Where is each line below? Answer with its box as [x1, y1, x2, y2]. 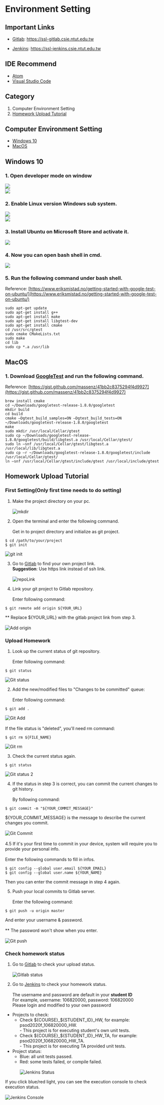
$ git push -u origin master [5, 908, 65, 913]
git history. [12, 786, 34, 792]
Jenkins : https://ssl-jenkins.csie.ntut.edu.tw [12, 46, 101, 51]
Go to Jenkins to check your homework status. [12, 982, 107, 987]
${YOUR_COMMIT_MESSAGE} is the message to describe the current [5, 814, 146, 820]
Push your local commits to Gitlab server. [12, 888, 96, 894]
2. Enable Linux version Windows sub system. [5, 200, 117, 207]
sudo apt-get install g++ [5, 310, 58, 315]
